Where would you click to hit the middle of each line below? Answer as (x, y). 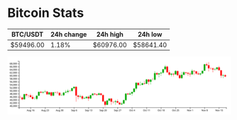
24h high (110, 35)
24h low (150, 35)
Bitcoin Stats (46, 13)
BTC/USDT (28, 35)
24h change (69, 35)
